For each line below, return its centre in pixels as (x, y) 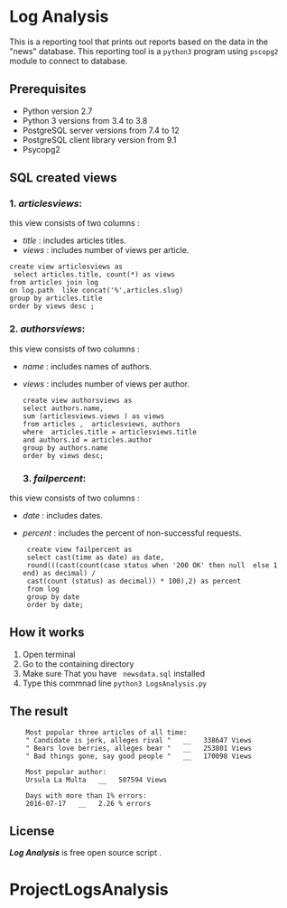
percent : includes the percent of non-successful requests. (132, 533)
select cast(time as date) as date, (96, 557)
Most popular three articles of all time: (106, 732)
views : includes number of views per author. (106, 384)
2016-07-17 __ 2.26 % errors (88, 803)
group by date (53, 597)
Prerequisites (48, 89)
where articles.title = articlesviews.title (109, 432)
